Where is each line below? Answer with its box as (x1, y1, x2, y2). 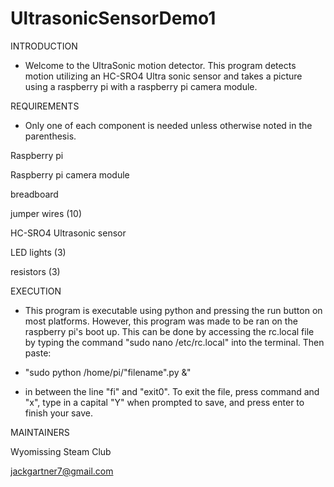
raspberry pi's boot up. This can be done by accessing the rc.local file (24, 325, 315, 337)
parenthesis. (24, 130, 77, 142)
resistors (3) (10, 265, 61, 277)
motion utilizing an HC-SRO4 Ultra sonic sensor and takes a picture (24, 70, 303, 82)
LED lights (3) (10, 246, 67, 258)
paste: (24, 347, 52, 359)
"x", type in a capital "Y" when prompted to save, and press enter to (24, 396, 305, 408)
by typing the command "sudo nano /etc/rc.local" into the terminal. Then (24, 336, 325, 348)
